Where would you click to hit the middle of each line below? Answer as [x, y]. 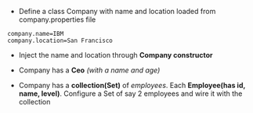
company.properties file [57, 19]
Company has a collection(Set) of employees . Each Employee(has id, [132, 85]
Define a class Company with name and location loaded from [117, 11]
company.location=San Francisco [60, 41]
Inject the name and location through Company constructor [116, 55]
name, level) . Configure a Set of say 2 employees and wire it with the [130, 94]
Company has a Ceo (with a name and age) [89, 70]
